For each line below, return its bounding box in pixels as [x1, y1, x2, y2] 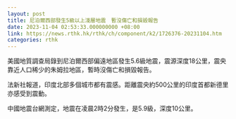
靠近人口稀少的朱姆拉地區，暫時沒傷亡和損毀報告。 [7, 65, 156, 74]
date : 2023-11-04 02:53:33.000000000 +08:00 [7, 23, 140, 30]
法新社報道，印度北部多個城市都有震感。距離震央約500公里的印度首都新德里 [7, 80, 229, 89]
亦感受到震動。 [7, 89, 51, 98]
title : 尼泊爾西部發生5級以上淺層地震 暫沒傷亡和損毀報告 [7, 17, 159, 24]
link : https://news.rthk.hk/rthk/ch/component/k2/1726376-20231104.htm [7, 30, 222, 37]
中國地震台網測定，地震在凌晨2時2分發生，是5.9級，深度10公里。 [7, 104, 197, 113]
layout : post [7, 10, 46, 18]
